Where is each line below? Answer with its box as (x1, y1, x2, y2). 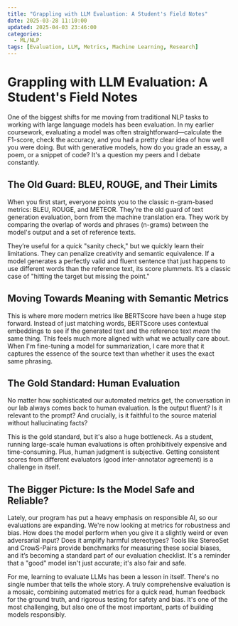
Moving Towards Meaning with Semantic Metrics (7, 292, 229, 304)
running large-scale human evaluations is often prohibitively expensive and (7, 440, 227, 449)
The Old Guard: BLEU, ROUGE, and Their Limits (7, 179, 218, 191)
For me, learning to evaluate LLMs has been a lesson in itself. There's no (7, 573, 220, 581)
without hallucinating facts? (7, 419, 88, 428)
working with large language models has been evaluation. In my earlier (7, 120, 215, 129)
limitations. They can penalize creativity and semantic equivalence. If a (7, 249, 215, 258)
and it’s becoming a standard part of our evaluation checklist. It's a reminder (7, 551, 231, 560)
